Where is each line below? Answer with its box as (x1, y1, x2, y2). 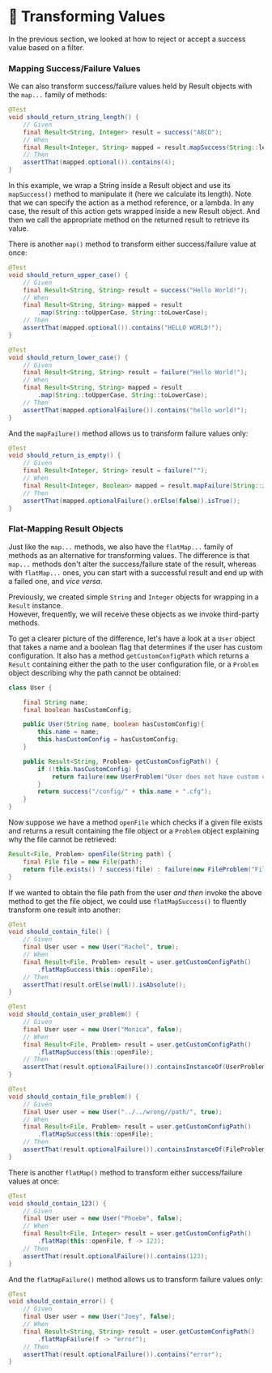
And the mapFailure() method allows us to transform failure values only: (8, 429, 249, 438)
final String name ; (23, 698, 89, 706)
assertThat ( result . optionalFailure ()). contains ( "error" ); (23, 1350, 223, 1358)
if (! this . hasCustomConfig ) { (37, 765, 139, 773)
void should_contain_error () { (8, 1298, 114, 1306)
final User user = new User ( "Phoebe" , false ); (23, 1214, 183, 1222)
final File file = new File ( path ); (23, 858, 143, 866)
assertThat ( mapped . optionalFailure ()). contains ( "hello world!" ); (23, 406, 249, 414)
